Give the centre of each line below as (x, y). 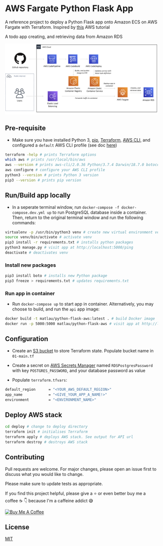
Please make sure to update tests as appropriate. (54, 483)
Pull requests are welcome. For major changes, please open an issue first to (81, 469)
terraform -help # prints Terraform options (51, 155)
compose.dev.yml (28, 213)
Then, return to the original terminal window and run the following (78, 218)
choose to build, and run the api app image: (56, 309)
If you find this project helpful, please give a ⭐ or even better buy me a (75, 493)
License (17, 527)
